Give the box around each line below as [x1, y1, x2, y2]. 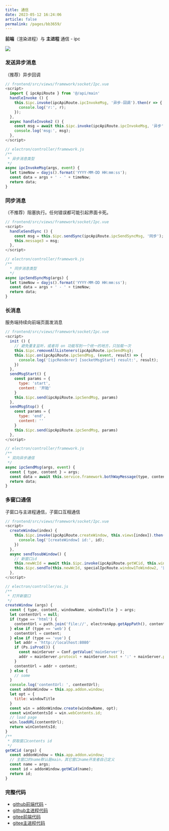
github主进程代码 [12, 807, 48, 813]
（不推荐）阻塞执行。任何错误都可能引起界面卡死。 [5, 209, 111, 215]
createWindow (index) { [10, 528, 57, 534]
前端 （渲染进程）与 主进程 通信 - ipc [5, 36, 80, 42]
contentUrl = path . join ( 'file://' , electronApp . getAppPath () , [14, 621, 147, 627]
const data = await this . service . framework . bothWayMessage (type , [10, 474, 150, 479]
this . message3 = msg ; [14, 238, 59, 243]
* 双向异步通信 [7, 456, 35, 461]
